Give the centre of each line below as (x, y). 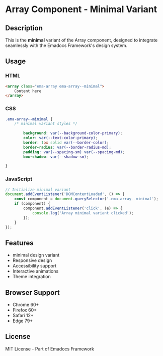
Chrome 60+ (26, 305)
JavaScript (19, 179)
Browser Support (33, 293)
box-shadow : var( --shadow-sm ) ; (56, 157)
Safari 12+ (23, 316)
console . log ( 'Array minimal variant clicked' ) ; (83, 213)
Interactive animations (35, 271)
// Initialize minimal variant (38, 190)
